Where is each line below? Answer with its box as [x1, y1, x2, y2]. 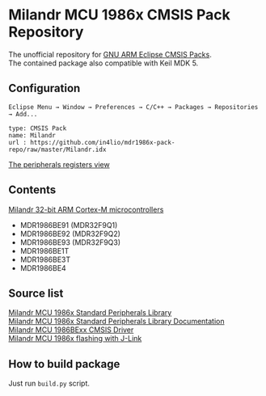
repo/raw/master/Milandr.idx [8, 145, 107, 154]
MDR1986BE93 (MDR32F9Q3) [19, 237, 121, 247]
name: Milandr [8, 131, 57, 139]
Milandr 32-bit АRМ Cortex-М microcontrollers [8, 204, 164, 214]
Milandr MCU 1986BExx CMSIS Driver [8, 325, 134, 335]
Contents [8, 183, 57, 197]
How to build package [8, 357, 120, 371]
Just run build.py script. [8, 378, 91, 389]
